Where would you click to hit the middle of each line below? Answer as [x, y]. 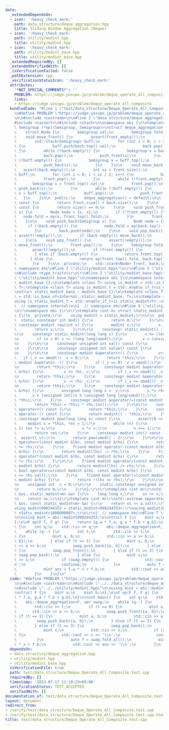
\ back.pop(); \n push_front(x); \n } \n [88, 156]
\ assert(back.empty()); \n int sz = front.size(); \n [81, 170]
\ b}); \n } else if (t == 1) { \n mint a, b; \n [84, 541]
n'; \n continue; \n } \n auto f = [90, 565]
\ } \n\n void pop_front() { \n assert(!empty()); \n [83, 240]
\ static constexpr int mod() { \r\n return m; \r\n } [83, 320]
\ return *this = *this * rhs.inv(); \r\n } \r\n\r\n [81, 405]
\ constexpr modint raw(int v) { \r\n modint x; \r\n [77, 325]
